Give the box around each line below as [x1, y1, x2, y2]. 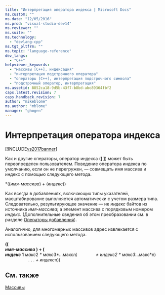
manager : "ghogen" [5, 108, 43, 114]
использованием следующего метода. [5, 231, 87, 237]
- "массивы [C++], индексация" [9, 67, 74, 72]
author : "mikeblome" [5, 99, 48, 104]
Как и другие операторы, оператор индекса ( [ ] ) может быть [5, 155, 133, 161]
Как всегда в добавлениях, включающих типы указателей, [5, 190, 129, 196]
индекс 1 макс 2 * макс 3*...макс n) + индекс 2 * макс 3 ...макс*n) [5, 252, 156, 257]
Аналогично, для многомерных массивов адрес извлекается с [5, 226, 138, 232]
